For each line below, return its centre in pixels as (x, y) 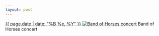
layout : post (19, 10)
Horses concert (21, 29)
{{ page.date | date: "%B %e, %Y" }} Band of (80, 24)
